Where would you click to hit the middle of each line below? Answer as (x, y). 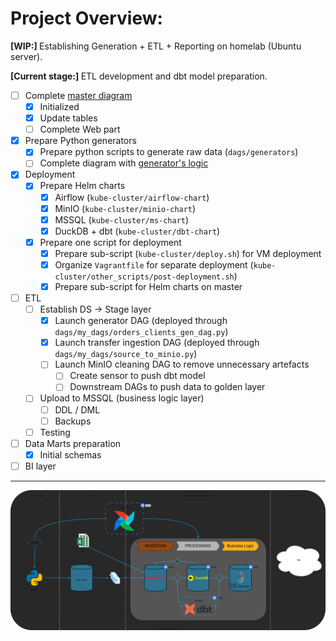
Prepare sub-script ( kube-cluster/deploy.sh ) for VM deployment (188, 253)
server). (26, 56)
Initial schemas (70, 454)
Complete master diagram (78, 95)
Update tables (68, 118)
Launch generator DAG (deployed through (141, 321)
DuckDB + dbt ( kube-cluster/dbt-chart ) (137, 231)
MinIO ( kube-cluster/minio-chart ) (125, 208)
